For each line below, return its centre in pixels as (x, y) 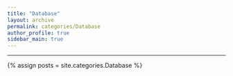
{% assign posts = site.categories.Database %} (75, 66)
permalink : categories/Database (54, 26)
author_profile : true (38, 33)
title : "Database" (34, 13)
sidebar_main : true (35, 39)
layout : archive (31, 20)
